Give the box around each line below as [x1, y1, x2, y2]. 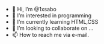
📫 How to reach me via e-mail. [11, 32, 89, 38]
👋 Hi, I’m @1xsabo [11, 6, 57, 12]
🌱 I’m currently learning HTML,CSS [11, 18, 99, 25]
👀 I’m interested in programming [11, 12, 92, 19]
